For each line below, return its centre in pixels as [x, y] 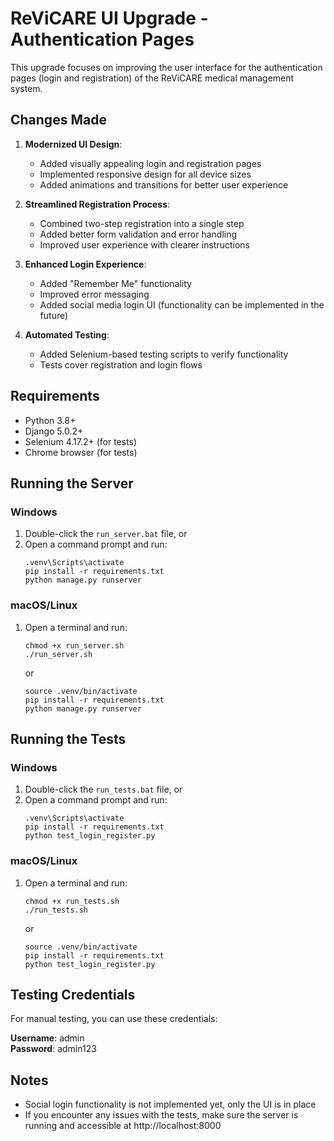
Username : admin [47, 1038]
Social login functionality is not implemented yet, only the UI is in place [170, 1104]
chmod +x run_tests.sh [72, 901]
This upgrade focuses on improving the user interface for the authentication [166, 67]
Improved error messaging [94, 294]
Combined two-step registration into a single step [142, 223]
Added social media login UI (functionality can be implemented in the [182, 304]
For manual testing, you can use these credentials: [114, 1019]
